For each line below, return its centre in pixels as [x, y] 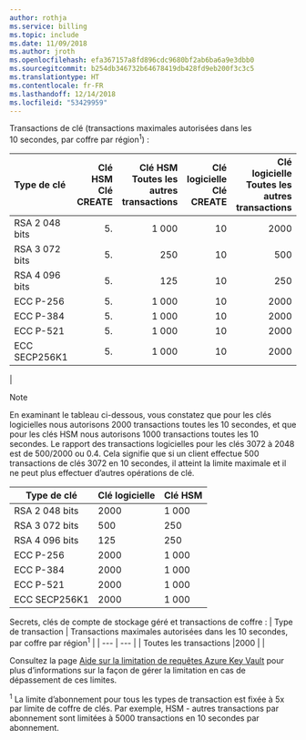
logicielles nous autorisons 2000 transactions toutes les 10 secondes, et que [153, 425]
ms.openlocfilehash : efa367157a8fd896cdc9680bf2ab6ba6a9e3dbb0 [132, 60]
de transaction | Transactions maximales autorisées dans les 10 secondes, [149, 632]
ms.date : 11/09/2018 [49, 43]
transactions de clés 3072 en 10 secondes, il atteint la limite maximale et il [148, 463]
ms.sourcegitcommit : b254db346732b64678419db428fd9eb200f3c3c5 [132, 69]
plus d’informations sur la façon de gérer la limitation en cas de [127, 670]
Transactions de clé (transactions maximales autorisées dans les [131, 128]
